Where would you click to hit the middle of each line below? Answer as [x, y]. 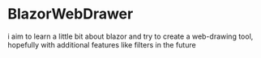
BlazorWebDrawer [71, 14]
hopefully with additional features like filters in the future [102, 44]
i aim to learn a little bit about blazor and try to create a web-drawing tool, [130, 36]
